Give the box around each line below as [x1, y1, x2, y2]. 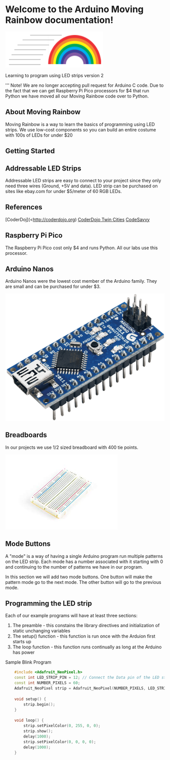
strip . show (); [23, 729, 53, 734]
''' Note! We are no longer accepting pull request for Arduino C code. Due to [5, 82, 164, 88]
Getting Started [5, 147, 55, 155]
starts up [12, 639, 31, 645]
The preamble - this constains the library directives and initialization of [12, 622, 160, 629]
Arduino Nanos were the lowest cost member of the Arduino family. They [5, 278, 157, 284]
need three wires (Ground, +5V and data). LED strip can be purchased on [5, 183, 158, 189]
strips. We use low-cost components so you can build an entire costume [5, 126, 156, 133]
